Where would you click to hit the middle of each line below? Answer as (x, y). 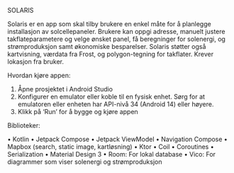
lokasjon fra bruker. (36, 62)
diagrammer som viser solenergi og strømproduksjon (85, 162)
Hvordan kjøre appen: (39, 75)
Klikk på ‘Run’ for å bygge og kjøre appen (78, 112)
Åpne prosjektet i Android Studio (65, 89)
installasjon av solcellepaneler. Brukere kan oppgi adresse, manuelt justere (116, 32)
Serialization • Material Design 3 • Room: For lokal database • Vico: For (112, 154)
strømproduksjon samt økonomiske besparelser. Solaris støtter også (107, 46)
